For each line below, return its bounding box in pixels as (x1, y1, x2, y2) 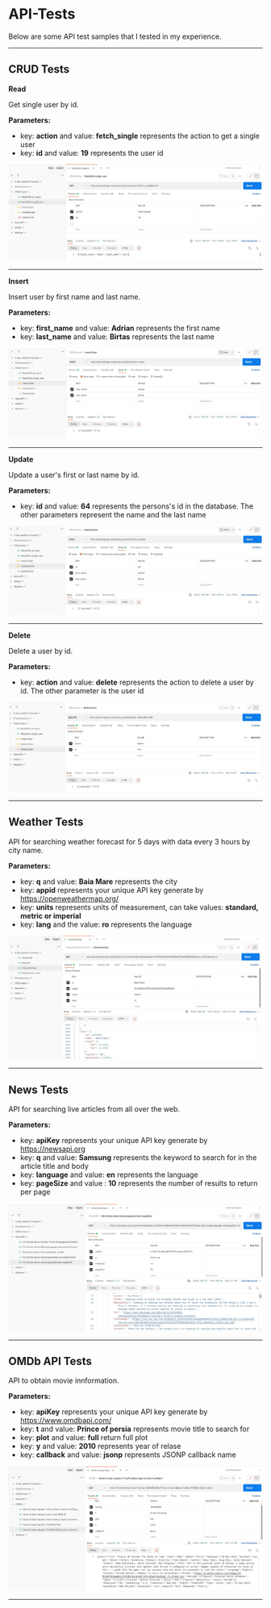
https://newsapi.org (19, 1144, 86, 1154)
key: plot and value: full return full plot (19, 1433, 148, 1443)
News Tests (8, 1082, 69, 1096)
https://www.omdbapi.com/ (19, 1416, 112, 1426)
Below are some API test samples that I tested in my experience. (8, 31, 222, 41)
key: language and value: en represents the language (19, 1170, 198, 1179)
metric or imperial (19, 911, 81, 920)
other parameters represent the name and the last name (19, 509, 206, 519)
